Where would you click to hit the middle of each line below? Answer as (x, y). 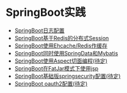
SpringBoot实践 (46, 12)
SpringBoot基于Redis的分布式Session (62, 38)
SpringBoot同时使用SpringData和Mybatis (66, 53)
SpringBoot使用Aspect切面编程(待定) (61, 61)
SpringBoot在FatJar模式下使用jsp (56, 68)
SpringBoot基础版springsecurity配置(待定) (67, 76)
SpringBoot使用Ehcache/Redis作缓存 (61, 46)
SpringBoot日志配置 (39, 30)
